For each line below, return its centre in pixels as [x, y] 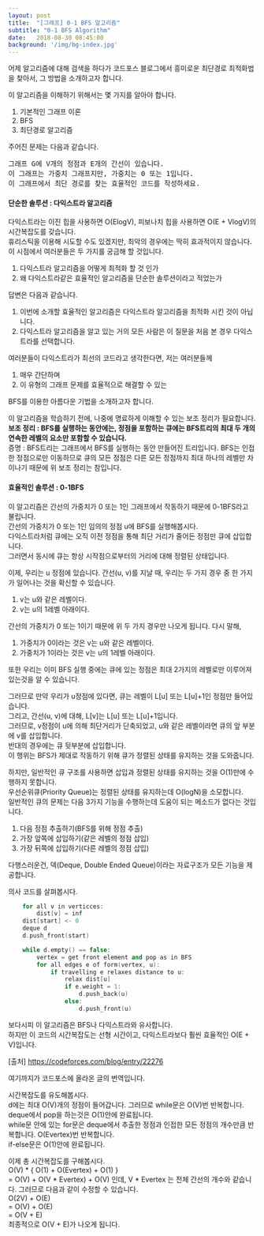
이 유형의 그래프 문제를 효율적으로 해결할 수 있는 [93, 385]
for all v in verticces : [63, 906]
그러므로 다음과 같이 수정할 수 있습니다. [78, 1189]
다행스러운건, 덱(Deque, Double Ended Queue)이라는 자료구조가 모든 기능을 [126, 865]
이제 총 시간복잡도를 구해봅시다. [57, 1161]
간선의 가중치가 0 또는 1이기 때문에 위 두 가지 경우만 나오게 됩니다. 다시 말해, [125, 626]
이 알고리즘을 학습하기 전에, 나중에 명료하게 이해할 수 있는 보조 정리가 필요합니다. [132, 419]
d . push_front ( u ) [105, 1009]
